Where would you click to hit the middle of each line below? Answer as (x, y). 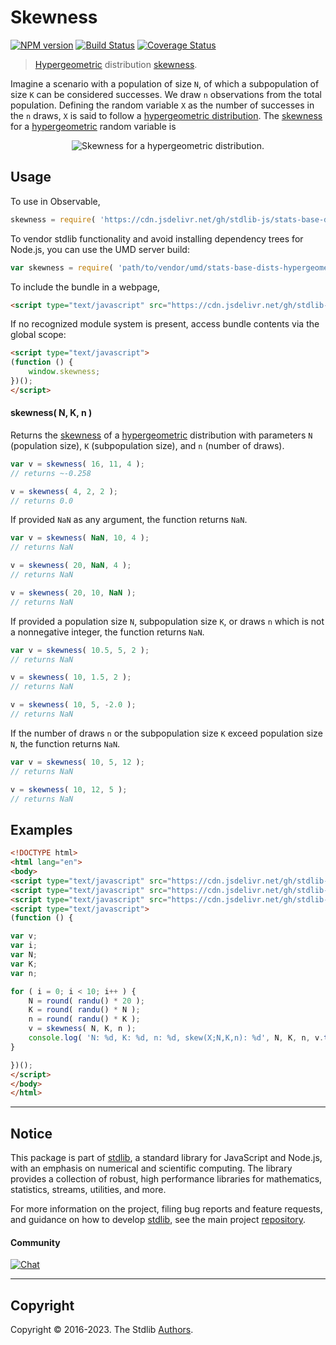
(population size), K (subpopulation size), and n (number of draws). (147, 445)
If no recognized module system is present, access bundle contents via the (165, 324)
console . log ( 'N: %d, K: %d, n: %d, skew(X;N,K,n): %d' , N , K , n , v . (176, 1038)
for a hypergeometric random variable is (93, 126)
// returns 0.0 (42, 501)
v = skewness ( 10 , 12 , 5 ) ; (69, 789)
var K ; (24, 964)
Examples (41, 829)
